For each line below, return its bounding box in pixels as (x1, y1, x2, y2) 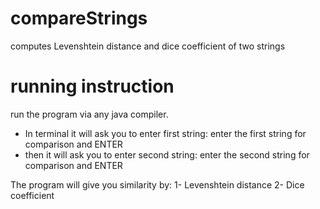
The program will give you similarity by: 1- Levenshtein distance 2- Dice (10, 178, 305, 191)
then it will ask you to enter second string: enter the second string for (24, 148, 310, 161)
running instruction (10, 75, 175, 98)
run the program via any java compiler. (10, 108, 169, 120)
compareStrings (10, 7, 148, 30)
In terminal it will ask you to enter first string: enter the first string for (24, 127, 307, 139)
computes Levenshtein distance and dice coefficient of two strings (10, 40, 286, 52)
